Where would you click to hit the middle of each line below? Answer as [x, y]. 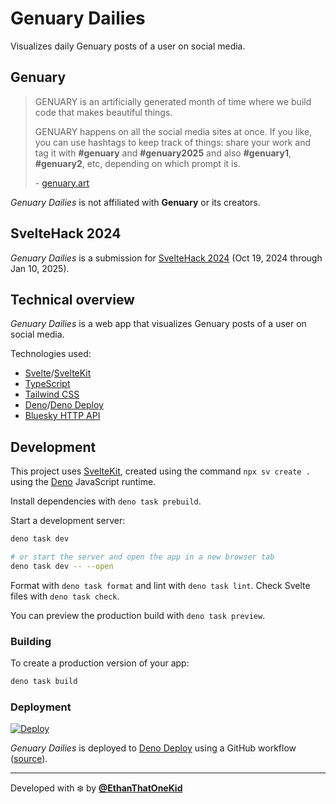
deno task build [44, 682]
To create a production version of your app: [100, 663]
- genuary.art [62, 183]
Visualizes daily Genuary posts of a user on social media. [128, 46]
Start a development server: [68, 521]
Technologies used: [51, 354]
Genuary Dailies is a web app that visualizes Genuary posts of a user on [158, 324]
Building [31, 641]
